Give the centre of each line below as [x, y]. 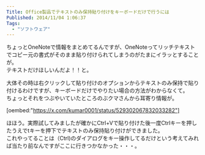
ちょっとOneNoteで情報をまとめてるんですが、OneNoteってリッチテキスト [101, 47]
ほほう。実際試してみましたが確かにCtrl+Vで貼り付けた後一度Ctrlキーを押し [102, 123]
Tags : [13, 23]
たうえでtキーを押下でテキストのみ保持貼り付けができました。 [85, 131]
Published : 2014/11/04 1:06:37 [46, 18]
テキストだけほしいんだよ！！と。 [49, 70]
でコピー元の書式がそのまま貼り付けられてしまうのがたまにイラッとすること [102, 55]
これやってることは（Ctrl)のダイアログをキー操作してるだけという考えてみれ [102, 139]
